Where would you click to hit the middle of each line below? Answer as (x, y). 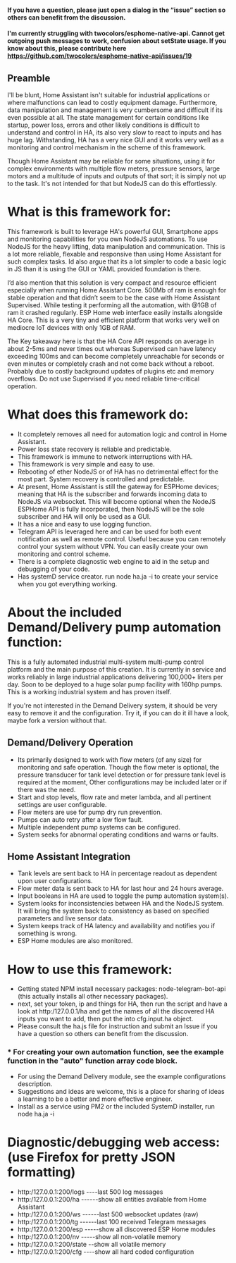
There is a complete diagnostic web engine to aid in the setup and (113, 561)
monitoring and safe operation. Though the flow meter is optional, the (118, 767)
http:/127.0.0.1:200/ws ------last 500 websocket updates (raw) (108, 1214)
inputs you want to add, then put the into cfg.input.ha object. (105, 1019)
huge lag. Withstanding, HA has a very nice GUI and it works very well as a (116, 140)
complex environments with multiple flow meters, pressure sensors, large (114, 168)
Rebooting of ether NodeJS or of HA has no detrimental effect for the (118, 472)
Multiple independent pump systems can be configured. (99, 827)
